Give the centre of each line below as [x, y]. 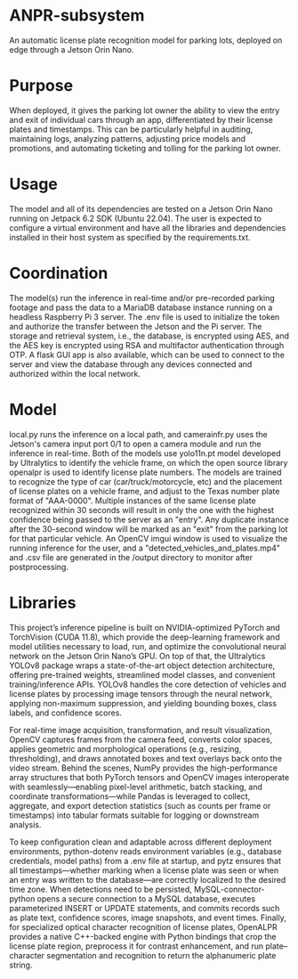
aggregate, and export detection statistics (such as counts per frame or [140, 805]
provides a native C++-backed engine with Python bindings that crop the [143, 936]
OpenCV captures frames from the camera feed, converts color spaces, [141, 739]
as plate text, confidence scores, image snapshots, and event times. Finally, [148, 918]
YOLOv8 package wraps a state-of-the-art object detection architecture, [142, 665]
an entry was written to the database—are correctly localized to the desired [148, 879]
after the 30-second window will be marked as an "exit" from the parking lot [149, 529]
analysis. [25, 824]
